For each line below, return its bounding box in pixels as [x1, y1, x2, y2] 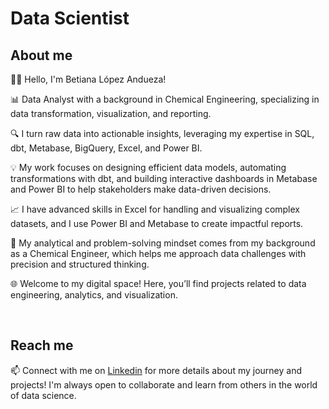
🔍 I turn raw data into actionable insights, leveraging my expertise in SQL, [10, 128, 315, 139]
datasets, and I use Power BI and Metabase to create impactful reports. [10, 218, 304, 229]
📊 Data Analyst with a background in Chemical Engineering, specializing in [10, 93, 320, 105]
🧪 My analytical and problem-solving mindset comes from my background [10, 237, 316, 249]
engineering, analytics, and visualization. [10, 289, 178, 301]
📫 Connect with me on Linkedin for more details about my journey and [10, 364, 302, 376]
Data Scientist [10, 7, 130, 30]
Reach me [10, 337, 74, 354]
